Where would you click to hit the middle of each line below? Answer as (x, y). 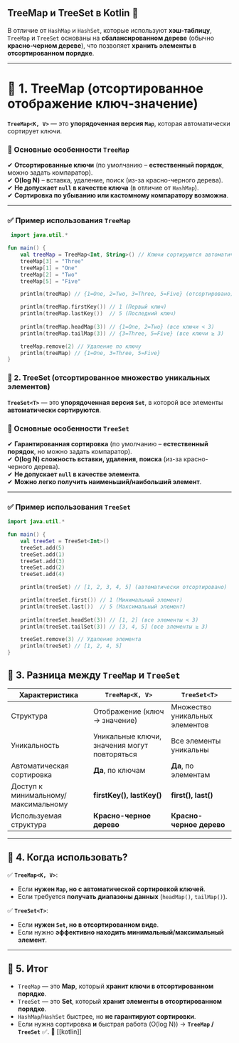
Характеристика (48, 694)
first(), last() (192, 795)
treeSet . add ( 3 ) (43, 561)
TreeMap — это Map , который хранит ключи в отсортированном (116, 986)
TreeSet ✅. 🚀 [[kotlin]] (49, 1032)
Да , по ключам (119, 770)
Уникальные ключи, (128, 736)
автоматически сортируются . (54, 410)
